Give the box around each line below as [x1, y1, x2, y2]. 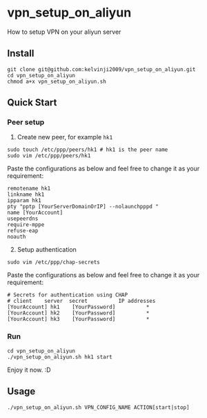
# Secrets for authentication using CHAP [7, 292, 128, 299]
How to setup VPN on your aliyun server [7, 28, 121, 36]
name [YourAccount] [7, 209, 63, 217]
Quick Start [7, 97, 57, 108]
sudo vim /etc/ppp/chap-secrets [7, 259, 100, 266]
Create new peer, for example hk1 [17, 133, 113, 141]
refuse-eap [7, 228, 39, 235]
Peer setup [7, 117, 45, 127]
